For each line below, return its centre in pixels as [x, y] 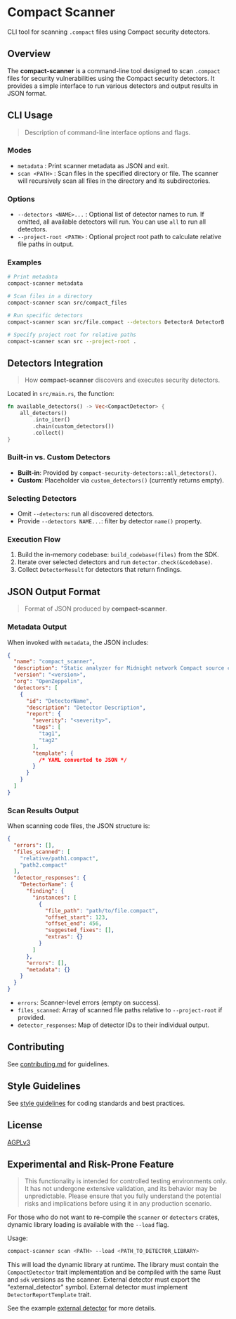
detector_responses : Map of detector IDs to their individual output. [113, 1025]
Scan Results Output [43, 810]
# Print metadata [33, 277]
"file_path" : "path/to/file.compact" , [101, 911]
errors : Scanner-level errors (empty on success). [89, 1002]
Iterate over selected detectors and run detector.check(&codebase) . [115, 562]
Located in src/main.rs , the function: [61, 394]
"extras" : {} [64, 937]
